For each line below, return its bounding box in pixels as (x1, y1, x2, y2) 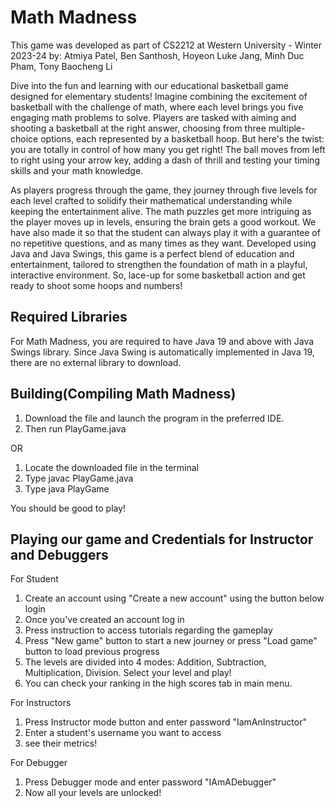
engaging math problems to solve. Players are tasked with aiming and (10, 111, 297, 123)
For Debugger (10, 757, 68, 769)
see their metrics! (24, 737, 98, 750)
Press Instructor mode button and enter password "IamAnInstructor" (24, 716, 307, 728)
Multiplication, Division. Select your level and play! (24, 667, 232, 679)
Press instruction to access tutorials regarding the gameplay (24, 624, 273, 636)
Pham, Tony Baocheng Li (10, 60, 113, 72)
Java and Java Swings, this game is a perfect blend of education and (10, 247, 295, 260)
